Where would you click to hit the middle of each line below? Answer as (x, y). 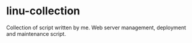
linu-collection (43, 11)
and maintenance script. (36, 33)
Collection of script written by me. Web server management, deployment (96, 27)
